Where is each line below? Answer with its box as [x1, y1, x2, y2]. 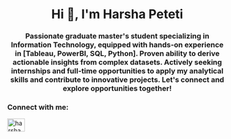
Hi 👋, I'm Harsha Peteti [51, 6, 184, 22]
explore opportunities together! [62, 84, 172, 94]
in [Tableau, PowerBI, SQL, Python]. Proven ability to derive [15, 49, 220, 59]
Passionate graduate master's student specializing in [25, 31, 209, 41]
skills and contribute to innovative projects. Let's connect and [10, 75, 225, 85]
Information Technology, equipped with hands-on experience [10, 40, 224, 50]
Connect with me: [7, 103, 69, 112]
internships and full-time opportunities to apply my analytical [10, 66, 224, 76]
